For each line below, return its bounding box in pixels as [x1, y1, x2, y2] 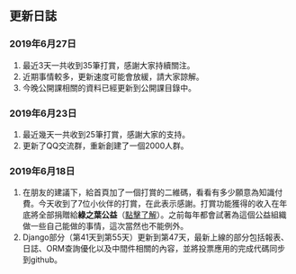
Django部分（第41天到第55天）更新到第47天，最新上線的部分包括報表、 [22, 232, 290, 243]
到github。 [22, 254, 63, 265]
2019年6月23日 [9, 107, 77, 119]
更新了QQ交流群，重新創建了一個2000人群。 [22, 140, 189, 151]
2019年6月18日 [9, 164, 76, 177]
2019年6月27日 [9, 38, 76, 50]
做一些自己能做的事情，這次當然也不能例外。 [22, 221, 189, 232]
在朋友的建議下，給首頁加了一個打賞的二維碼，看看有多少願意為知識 [22, 187, 275, 198]
